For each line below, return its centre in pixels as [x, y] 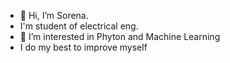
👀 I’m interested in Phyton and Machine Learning [120, 36]
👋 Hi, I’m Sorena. [54, 15]
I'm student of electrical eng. [79, 26]
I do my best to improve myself [83, 47]
